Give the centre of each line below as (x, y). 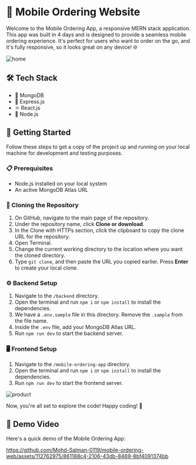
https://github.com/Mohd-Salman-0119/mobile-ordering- (75, 450)
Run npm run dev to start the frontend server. (69, 383)
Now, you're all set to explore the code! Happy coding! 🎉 (74, 406)
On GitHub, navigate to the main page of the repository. (82, 218)
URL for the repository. (42, 237)
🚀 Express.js (30, 101)
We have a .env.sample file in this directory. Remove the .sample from (99, 315)
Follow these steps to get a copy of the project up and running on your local (98, 147)
